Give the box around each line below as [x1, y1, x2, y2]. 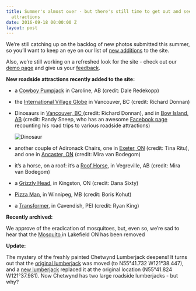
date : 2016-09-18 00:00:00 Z [6, 19, 77, 25]
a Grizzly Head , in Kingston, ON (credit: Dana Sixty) [14, 180, 139, 187]
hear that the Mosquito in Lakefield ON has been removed [6, 231, 145, 238]
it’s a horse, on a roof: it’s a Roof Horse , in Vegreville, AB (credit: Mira [14, 162, 181, 169]
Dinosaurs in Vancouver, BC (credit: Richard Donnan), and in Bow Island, [14, 110, 189, 117]
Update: [6, 243, 26, 250]
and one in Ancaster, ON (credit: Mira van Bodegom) [14, 151, 141, 158]
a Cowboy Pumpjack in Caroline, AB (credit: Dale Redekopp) [14, 87, 159, 94]
